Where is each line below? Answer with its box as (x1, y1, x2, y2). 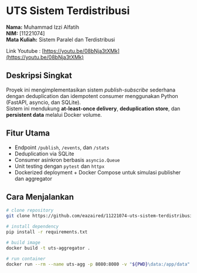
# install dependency (6, 224, 59, 230)
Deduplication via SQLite (14, 150, 74, 157)
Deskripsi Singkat (6, 70, 72, 80)
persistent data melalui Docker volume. (6, 111, 103, 118)
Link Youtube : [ (6, 47, 44, 54)
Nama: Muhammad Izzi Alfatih (6, 23, 79, 31)
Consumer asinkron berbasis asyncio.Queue (14, 156, 120, 163)
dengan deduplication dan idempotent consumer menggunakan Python (6, 92, 179, 99)
